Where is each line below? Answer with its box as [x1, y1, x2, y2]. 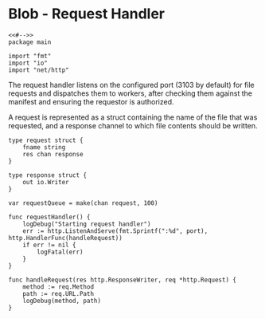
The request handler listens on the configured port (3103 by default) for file [8, 80, 255, 89]
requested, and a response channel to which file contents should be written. [8, 120, 258, 130]
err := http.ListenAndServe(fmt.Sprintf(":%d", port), [22, 226, 208, 235]
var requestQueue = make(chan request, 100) [8, 199, 158, 207]
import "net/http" [8, 65, 69, 74]
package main [8, 37, 52, 46]
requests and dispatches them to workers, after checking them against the [8, 89, 253, 98]
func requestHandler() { [8, 213, 91, 221]
